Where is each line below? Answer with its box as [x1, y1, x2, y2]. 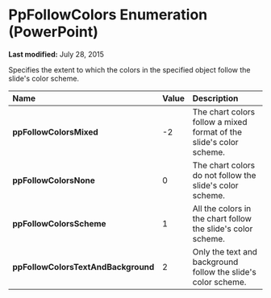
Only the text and [192, 246, 258, 257]
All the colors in [192, 203, 252, 214]
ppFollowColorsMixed [12, 126, 98, 138]
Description [192, 93, 239, 104]
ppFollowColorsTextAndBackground [12, 261, 155, 272]
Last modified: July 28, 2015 [8, 49, 105, 59]
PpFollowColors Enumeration [8, 6, 208, 24]
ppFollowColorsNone [12, 175, 95, 186]
